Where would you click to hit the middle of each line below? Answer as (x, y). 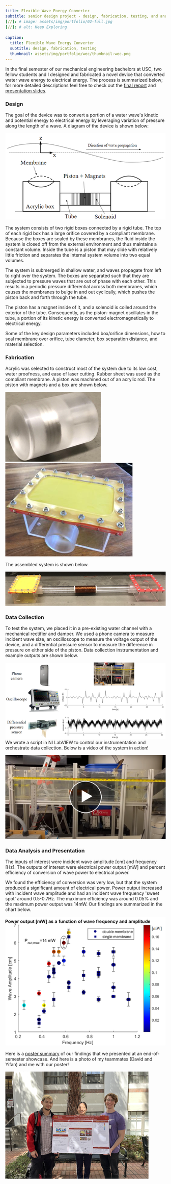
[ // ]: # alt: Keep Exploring (36, 27)
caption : (15, 38)
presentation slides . (26, 91)
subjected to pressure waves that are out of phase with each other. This (81, 281)
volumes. (15, 261)
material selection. (25, 344)
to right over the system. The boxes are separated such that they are (77, 276)
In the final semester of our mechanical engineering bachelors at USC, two (83, 69)
